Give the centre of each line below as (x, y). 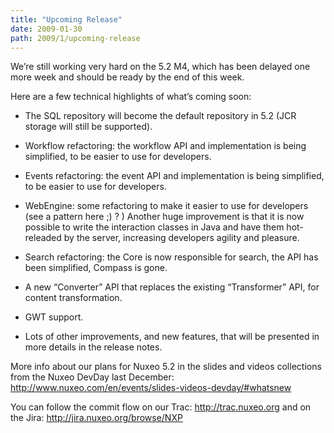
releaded (43, 238)
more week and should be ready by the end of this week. (127, 77)
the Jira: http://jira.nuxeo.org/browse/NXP (96, 418)
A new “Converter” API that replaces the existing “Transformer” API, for (172, 287)
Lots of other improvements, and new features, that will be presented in (172, 337)
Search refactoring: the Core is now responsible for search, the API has (171, 257)
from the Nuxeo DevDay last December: (92, 377)
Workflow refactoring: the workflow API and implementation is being (165, 146)
